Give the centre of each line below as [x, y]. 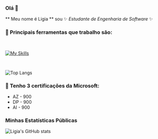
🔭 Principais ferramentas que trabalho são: [59, 32]
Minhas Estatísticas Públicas [41, 120]
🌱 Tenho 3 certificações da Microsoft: [52, 86]
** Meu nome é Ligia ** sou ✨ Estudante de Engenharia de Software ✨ [79, 19]
